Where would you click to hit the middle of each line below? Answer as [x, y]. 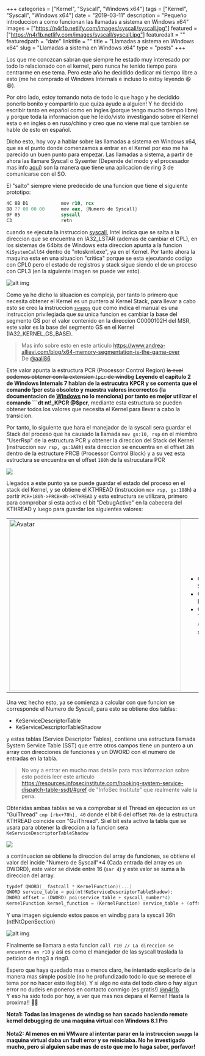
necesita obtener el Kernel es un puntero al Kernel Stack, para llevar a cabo [101, 301]
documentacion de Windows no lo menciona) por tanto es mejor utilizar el [102, 396]
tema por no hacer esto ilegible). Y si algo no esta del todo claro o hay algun [102, 983]
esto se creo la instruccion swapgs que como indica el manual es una [92, 307]
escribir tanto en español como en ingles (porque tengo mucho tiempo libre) [102, 110]
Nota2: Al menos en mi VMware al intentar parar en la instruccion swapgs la [103, 1034]
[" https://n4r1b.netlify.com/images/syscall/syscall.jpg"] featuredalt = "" [96, 35]
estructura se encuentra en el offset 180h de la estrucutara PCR [86, 459]
